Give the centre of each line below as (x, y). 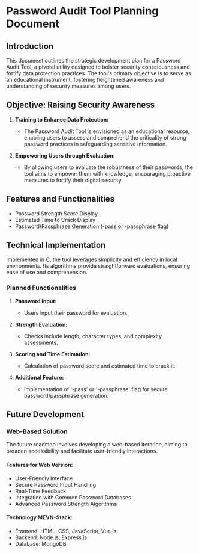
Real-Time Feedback (40, 491)
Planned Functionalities (41, 288)
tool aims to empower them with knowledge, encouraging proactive (107, 173)
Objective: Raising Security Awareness (81, 105)
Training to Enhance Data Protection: (62, 119)
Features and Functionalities (61, 199)
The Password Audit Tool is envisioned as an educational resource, (107, 131)
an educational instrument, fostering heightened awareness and (85, 80)
